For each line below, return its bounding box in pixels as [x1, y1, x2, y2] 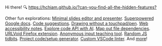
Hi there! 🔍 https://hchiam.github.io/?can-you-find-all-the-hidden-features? [5, 4, 157, 10]
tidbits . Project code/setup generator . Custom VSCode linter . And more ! [5, 36, 147, 41]
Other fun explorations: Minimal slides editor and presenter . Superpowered [5, 15, 154, 21]
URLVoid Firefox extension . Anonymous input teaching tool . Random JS [5, 31, 147, 36]
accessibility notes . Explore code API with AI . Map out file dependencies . [5, 26, 151, 31]
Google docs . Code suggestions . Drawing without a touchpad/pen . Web [5, 21, 148, 26]
